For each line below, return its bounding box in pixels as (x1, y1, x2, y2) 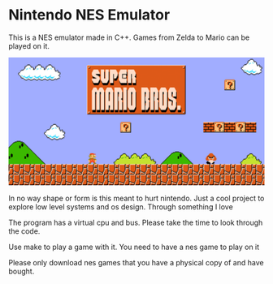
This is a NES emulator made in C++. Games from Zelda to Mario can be (8, 32, 250, 42)
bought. (8, 266, 35, 276)
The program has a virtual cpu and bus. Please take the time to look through (8, 217, 263, 227)
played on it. (8, 41, 50, 50)
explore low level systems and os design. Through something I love (8, 201, 233, 212)
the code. (8, 226, 41, 236)
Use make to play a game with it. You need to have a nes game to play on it (8, 242, 260, 252)
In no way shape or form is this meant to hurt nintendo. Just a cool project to (8, 193, 265, 203)
